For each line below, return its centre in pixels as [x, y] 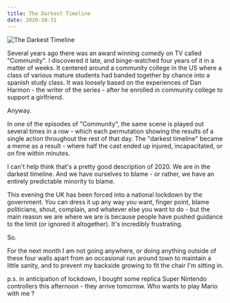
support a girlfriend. [35, 97]
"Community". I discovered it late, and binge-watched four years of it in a [111, 60]
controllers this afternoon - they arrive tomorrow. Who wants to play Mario [113, 286]
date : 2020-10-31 [32, 20]
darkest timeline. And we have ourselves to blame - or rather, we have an [111, 174]
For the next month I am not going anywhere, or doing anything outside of [112, 251]
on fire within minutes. [39, 153]
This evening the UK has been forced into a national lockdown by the [105, 195]
